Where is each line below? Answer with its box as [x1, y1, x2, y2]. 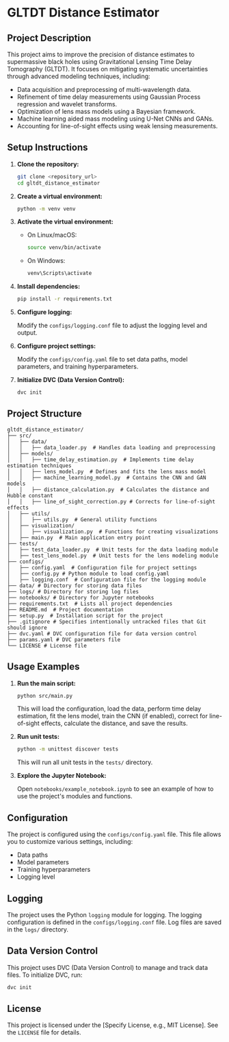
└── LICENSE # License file [7, 642, 87, 649]
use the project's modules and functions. [16, 792, 133, 801]
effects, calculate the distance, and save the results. [40, 719, 188, 728]
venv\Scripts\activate [27, 270, 92, 277]
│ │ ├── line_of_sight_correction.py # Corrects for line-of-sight [7, 498, 215, 505]
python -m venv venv [16, 205, 76, 212]
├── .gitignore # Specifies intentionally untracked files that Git [7, 618, 206, 625]
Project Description [7, 32, 92, 44]
